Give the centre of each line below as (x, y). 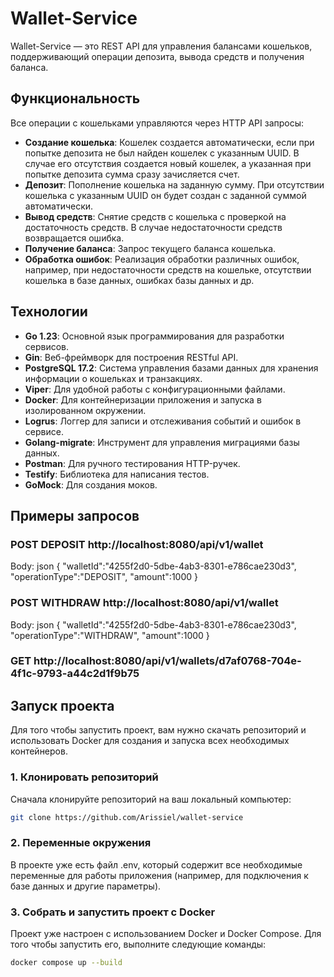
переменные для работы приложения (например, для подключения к (159, 875)
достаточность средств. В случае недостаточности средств (153, 227)
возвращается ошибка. (74, 238)
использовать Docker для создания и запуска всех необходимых (150, 741)
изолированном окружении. (85, 410)
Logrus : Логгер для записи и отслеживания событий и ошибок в (163, 421)
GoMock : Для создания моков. (91, 484)
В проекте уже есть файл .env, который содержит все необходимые (156, 864)
